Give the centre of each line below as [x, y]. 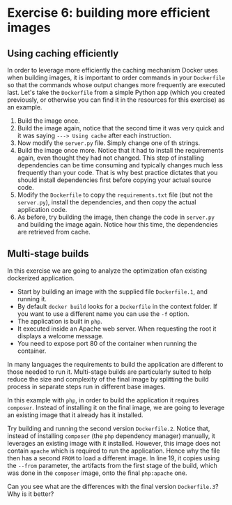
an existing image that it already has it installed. [75, 415]
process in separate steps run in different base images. [86, 386]
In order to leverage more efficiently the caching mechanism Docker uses [113, 70]
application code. [42, 210]
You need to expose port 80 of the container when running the [107, 343]
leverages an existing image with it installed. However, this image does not [114, 443]
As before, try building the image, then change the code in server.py [116, 217]
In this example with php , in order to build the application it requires [103, 400]
